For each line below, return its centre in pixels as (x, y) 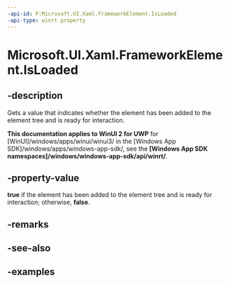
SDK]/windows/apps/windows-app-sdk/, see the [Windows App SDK (108, 149)
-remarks (28, 224)
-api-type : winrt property (46, 20)
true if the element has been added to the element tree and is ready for (110, 195)
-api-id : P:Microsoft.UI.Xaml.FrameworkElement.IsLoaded (92, 14)
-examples (31, 272)
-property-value (43, 178)
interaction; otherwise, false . (49, 202)
